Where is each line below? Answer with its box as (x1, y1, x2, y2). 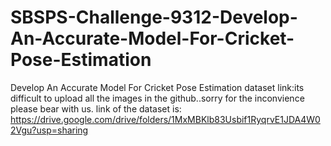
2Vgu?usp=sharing (10, 124, 89, 136)
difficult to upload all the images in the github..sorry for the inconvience (10, 92, 305, 104)
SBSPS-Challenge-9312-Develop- (10, 6, 298, 29)
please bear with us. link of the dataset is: (10, 102, 182, 115)
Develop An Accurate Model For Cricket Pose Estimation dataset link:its (10, 81, 305, 93)
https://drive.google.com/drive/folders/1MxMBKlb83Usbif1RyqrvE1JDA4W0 (10, 113, 321, 125)
